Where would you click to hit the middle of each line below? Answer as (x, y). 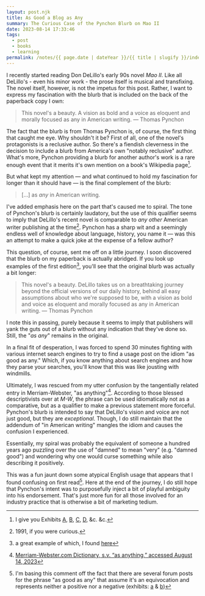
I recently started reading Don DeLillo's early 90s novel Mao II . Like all (94, 75)
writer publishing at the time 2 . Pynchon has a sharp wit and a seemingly (97, 227)
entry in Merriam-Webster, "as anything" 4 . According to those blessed (95, 392)
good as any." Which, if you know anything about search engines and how (99, 360)
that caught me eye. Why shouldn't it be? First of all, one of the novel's (95, 138)
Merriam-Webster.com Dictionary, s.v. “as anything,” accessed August (103, 555)
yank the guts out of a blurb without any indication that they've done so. (97, 329)
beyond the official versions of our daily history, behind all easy (101, 291)
